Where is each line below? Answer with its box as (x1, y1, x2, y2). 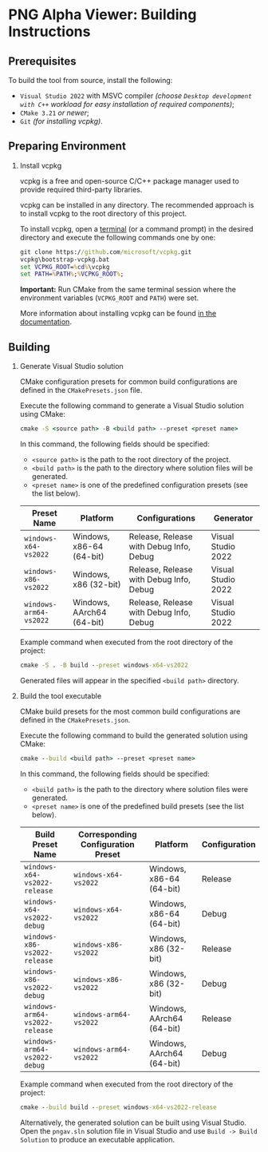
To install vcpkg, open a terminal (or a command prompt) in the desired (19, 224, 254, 233)
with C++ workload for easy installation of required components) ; (19, 100, 235, 109)
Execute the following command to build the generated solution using (19, 730, 249, 740)
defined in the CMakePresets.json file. (19, 386, 143, 395)
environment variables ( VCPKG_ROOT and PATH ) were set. (19, 293, 199, 303)
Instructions (8, 22, 91, 41)
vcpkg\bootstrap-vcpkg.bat (19, 255, 110, 263)
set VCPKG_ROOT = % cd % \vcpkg (19, 263, 110, 271)
